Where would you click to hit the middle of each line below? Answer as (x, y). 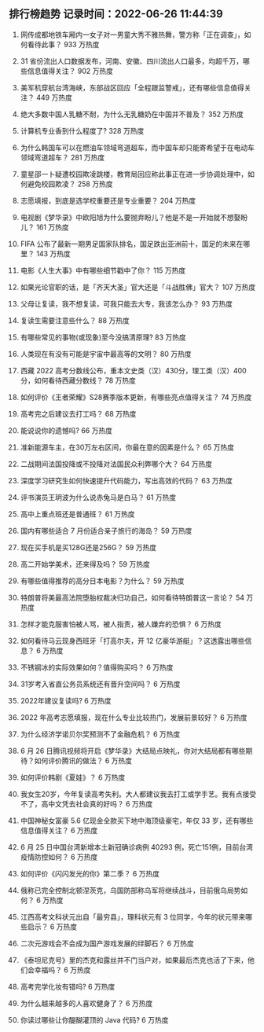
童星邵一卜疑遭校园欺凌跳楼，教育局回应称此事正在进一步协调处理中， (134, 174)
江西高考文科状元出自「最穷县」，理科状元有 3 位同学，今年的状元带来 (133, 916)
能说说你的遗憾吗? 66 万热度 (66, 430)
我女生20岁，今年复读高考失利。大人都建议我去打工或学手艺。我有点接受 (138, 794)
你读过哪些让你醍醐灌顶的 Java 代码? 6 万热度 (94, 1019)
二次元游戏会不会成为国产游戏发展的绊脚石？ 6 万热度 (107, 943)
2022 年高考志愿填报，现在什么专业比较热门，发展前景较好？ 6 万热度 (134, 717)
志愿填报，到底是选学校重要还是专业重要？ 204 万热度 (108, 200)
